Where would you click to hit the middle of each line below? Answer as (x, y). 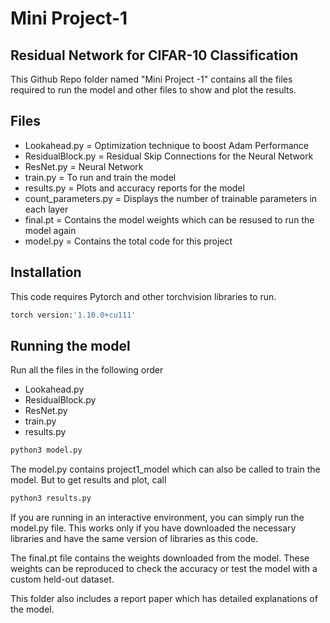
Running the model (70, 345)
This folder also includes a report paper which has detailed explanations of (164, 599)
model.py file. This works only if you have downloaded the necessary (153, 528)
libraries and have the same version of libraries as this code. (134, 539)
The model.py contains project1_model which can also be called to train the (165, 469)
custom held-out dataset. (62, 579)
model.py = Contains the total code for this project (128, 241)
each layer (46, 209)
